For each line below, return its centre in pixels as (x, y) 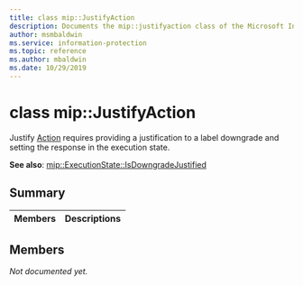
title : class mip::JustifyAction (72, 18)
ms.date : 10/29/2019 (48, 69)
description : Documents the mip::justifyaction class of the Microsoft (147, 26)
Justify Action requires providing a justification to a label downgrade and (144, 137)
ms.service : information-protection (78, 43)
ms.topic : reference (48, 51)
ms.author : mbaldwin (48, 60)
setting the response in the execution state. (90, 147)
